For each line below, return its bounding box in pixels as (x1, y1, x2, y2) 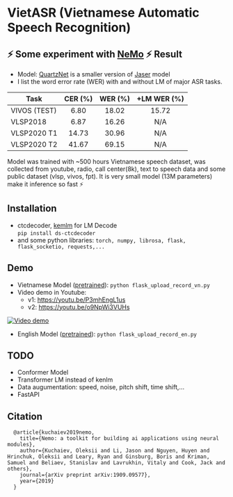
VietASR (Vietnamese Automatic (7, 5, 200, 21)
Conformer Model (17, 368, 69, 377)
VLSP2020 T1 (10, 129, 58, 138)
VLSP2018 (10, 117, 47, 127)
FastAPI (17, 391, 40, 399)
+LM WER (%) (136, 94, 184, 104)
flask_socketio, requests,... (17, 243, 106, 250)
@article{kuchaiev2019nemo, (13, 429, 95, 436)
